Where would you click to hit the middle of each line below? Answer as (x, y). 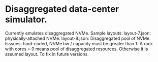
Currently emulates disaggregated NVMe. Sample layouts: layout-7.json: (78, 33)
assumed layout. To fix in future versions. (47, 54)
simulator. (26, 19)
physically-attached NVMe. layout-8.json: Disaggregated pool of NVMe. (78, 38)
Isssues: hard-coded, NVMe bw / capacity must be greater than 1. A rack (79, 43)
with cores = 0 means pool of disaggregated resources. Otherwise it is (77, 49)
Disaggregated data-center (62, 9)
